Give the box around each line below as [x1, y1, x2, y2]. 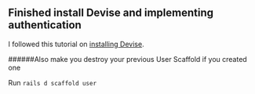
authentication [8, 19, 82, 32]
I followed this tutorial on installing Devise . [8, 39, 144, 49]
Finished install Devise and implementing [8, 6, 214, 20]
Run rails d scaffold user [8, 78, 97, 87]
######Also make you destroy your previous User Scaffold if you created [8, 54, 247, 63]
